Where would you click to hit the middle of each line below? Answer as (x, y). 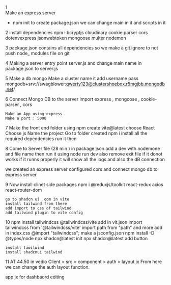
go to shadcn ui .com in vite (37, 199)
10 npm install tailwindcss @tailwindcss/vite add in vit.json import (74, 222)
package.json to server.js (32, 69)
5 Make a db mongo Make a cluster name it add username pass (72, 78)
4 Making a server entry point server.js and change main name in (74, 63)
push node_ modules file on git (37, 53)
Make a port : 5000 (26, 118)
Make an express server (31, 13)
